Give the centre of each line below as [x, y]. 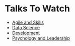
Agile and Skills [28, 22]
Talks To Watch [37, 9]
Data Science [26, 27]
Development [26, 33]
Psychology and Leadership [41, 38]
